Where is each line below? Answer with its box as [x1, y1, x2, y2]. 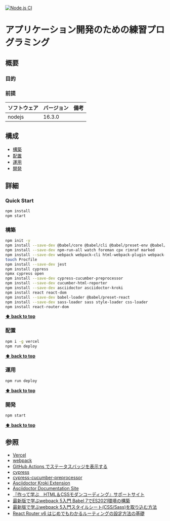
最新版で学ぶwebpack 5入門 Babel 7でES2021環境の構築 [12, 498, 131, 504]
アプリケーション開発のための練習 [5, 24, 147, 36]
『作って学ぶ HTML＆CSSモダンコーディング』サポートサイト [12, 491, 145, 497]
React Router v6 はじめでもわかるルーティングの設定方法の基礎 [12, 510, 145, 516]
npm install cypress [5, 267, 49, 272]
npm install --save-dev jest [5, 262, 67, 267]
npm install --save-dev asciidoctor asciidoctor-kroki [5, 285, 123, 290]
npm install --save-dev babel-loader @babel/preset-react [5, 295, 130, 300]
